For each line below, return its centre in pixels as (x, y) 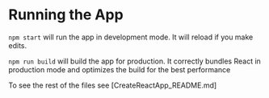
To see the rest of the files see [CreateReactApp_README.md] (113, 85)
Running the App (66, 15)
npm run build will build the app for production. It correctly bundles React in (134, 61)
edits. (17, 45)
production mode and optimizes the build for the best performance (120, 69)
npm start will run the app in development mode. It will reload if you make (131, 37)
